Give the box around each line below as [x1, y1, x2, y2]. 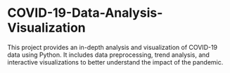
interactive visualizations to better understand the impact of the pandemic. [7, 58, 224, 66]
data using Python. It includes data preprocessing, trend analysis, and [7, 51, 210, 59]
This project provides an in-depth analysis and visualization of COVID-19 [7, 43, 218, 51]
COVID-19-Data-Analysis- [7, 5, 163, 21]
